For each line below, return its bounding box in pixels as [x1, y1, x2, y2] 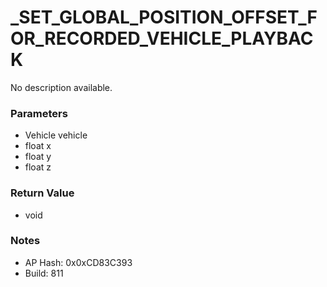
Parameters [10, 106, 68, 120]
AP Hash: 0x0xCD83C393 [24, 256, 133, 268]
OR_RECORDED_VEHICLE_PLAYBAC [10, 27, 314, 50]
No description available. [10, 81, 113, 93]
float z [24, 161, 52, 173]
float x [24, 140, 52, 152]
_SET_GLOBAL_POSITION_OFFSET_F [10, 6, 318, 29]
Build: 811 [24, 267, 64, 279]
